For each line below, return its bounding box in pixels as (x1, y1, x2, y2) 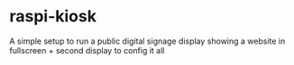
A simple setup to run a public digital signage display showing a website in (9, 36, 286, 46)
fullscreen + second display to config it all (9, 45, 165, 55)
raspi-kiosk (9, 6, 97, 27)
